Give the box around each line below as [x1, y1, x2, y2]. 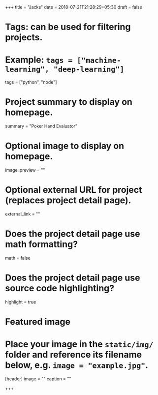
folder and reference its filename [5, 349, 142, 361]
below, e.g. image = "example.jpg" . [5, 360, 149, 371]
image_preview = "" [5, 167, 45, 173]
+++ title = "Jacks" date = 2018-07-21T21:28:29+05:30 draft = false [5, 4, 143, 10]
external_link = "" [5, 211, 40, 217]
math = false [5, 255, 31, 261]
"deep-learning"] [53, 65, 125, 74]
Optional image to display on [5, 140, 125, 152]
